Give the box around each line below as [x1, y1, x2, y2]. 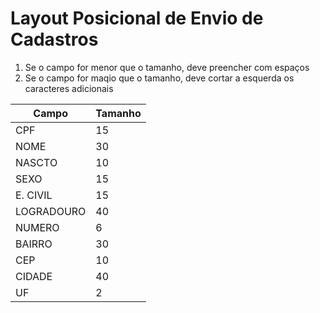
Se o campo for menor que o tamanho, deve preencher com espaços [24, 61, 310, 73]
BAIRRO [15, 237, 53, 251]
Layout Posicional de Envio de [10, 7, 264, 30]
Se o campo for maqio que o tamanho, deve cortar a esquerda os [24, 72, 295, 84]
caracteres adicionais [24, 82, 114, 94]
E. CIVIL [15, 188, 53, 202]
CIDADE [15, 269, 53, 283]
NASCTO [15, 155, 58, 169]
